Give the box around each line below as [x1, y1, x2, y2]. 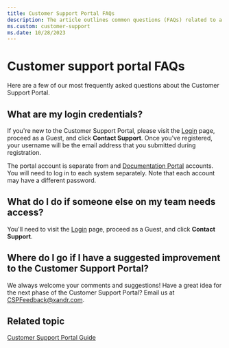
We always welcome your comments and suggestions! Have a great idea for [7, 281, 222, 289]
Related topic [7, 316, 65, 327]
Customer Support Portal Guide [7, 334, 96, 342]
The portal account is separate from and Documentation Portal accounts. [7, 162, 214, 170]
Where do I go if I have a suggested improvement [7, 252, 221, 264]
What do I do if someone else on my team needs [7, 196, 216, 208]
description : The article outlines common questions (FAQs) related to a [7, 16, 223, 23]
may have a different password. [7, 176, 97, 184]
